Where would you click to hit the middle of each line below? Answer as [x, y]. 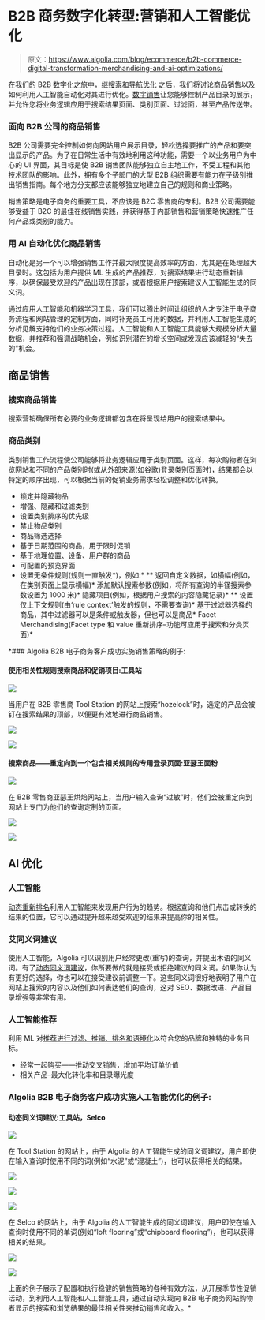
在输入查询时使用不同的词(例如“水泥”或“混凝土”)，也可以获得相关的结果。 [127, 1161]
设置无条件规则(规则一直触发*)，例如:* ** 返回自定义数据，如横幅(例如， [137, 575]
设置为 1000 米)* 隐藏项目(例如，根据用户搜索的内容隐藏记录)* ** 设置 [140, 595]
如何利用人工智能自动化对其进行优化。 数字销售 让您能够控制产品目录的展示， [132, 94]
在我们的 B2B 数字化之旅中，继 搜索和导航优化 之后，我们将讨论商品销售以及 [132, 84]
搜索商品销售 [33, 399]
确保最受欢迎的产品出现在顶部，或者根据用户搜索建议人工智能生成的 [139, 282]
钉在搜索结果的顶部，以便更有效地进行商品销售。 [88, 714]
